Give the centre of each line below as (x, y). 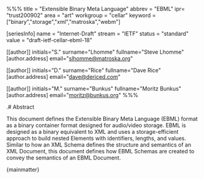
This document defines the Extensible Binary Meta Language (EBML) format (102, 119)
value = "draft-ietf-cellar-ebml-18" (49, 40)
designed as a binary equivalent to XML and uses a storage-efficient (93, 132)
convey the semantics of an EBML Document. (64, 158)
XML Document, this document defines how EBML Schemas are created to (100, 151)
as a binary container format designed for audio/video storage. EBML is (96, 125)
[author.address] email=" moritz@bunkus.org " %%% (72, 95)
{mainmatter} (23, 170)
